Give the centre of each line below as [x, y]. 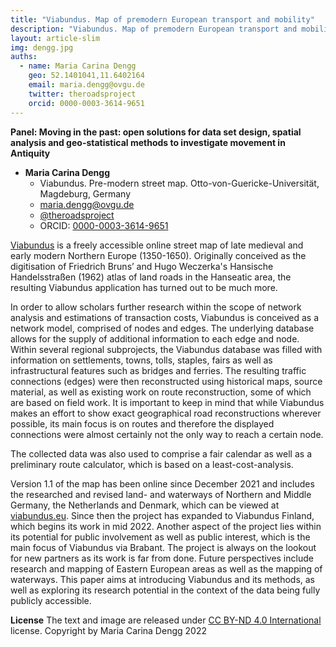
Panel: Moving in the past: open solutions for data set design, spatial [156, 132]
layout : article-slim [55, 38]
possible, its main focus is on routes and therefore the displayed [142, 423]
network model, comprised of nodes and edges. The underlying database [162, 328]
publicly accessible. [51, 600]
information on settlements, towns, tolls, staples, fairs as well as [141, 360]
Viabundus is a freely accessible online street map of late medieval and [157, 245]
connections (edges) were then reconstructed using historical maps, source [166, 381]
